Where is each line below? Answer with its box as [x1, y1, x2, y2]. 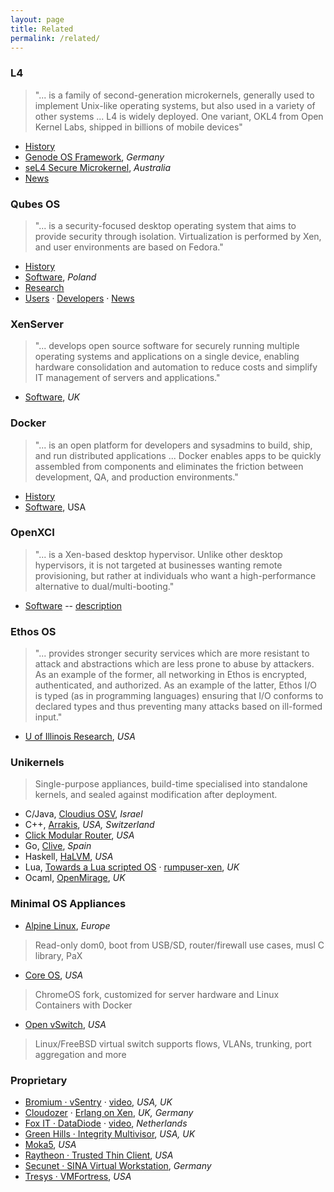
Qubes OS [10, 197, 61, 211]
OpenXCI [10, 526, 55, 540]
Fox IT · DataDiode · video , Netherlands [24, 1117, 188, 1130]
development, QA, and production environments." [34, 471, 239, 483]
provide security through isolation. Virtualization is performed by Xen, [34, 230, 322, 242]
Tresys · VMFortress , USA [24, 1171, 132, 1183]
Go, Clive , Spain [24, 840, 92, 852]
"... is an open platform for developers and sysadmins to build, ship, [34, 439, 313, 451]
